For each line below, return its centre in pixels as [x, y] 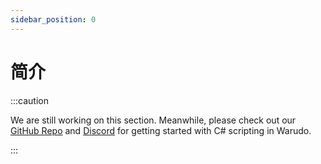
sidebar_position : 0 [53, 19]
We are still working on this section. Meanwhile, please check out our [153, 120]
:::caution [30, 100]
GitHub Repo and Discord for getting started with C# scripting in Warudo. [161, 130]
